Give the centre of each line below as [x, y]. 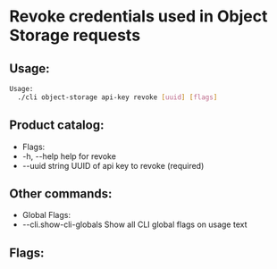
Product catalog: [57, 126]
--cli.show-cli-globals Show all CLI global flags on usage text [134, 224]
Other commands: [61, 193]
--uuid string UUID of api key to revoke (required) [113, 165]
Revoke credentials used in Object [138, 17]
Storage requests [75, 35]
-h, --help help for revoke [69, 156]
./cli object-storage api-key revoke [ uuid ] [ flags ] [118, 97]
